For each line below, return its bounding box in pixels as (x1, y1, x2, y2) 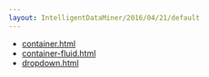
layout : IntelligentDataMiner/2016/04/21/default (8, 13, 201, 23)
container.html (21, 38, 76, 49)
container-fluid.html (21, 47, 96, 59)
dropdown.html (21, 57, 79, 68)
